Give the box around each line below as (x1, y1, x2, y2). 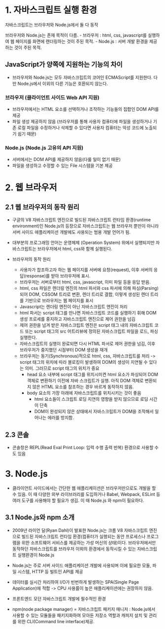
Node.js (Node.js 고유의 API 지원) (5, 144, 84, 151)
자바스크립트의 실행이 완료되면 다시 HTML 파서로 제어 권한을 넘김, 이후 (19, 341, 156, 347)
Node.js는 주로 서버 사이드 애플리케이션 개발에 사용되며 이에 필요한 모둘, (12, 562, 152, 568)
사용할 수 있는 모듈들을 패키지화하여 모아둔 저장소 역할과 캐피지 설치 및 (12, 612, 148, 618)
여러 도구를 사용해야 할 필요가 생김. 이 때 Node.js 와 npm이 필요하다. (12, 497, 144, 503)
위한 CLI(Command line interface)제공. (17, 618, 95, 624)
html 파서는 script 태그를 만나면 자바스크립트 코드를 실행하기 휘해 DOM (19, 310, 157, 316)
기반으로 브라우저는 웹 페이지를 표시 (25, 298, 94, 304)
